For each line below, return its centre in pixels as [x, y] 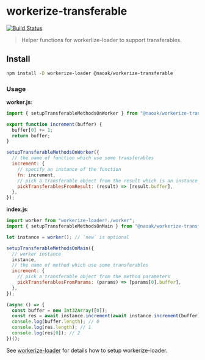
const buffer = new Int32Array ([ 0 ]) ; [60, 310]
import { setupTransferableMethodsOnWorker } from [72, 113]
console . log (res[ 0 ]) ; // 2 [46, 333]
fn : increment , [37, 175]
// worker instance [37, 254]
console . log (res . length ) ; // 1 [52, 328]
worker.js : [19, 102]
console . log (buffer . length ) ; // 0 [56, 322]
